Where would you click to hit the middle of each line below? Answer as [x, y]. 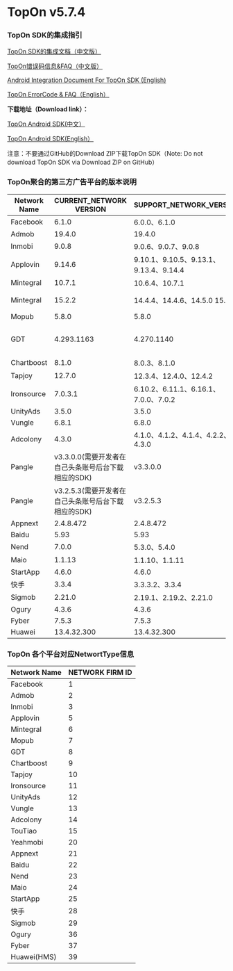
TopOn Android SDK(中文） [46, 124]
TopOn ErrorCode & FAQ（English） [58, 95]
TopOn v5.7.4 [46, 12]
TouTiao [24, 831]
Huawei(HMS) [34, 957]
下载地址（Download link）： [48, 109]
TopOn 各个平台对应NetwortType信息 [70, 654]
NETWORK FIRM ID [101, 673]
